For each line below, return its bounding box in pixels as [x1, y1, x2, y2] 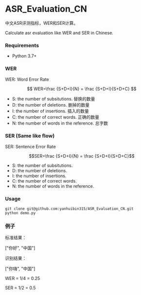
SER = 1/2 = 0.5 [5, 285, 36, 291]
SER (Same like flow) [5, 132, 55, 139]
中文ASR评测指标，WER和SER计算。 [5, 20, 78, 26]
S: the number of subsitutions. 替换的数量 [12, 96, 95, 102]
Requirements [5, 42, 39, 49]
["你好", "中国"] [5, 245, 35, 251]
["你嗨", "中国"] [5, 266, 35, 272]
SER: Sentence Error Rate [5, 144, 56, 149]
